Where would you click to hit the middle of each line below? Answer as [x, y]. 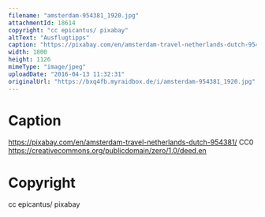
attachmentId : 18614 [42, 23]
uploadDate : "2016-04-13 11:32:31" [67, 74]
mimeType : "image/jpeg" [47, 67]
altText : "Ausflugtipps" [49, 37]
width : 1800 [28, 52]
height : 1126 [30, 60]
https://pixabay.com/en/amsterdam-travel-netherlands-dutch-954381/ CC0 [131, 142]
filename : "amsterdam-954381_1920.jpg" [74, 15]
